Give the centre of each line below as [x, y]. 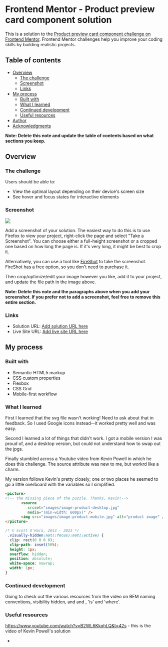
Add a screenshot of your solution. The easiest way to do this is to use [78, 230]
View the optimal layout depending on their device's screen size [78, 191]
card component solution [58, 20]
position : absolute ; [31, 559]
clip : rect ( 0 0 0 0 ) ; [32, 540]
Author [19, 120]
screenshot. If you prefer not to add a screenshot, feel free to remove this [83, 297]
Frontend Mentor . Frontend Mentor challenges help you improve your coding [84, 39]
